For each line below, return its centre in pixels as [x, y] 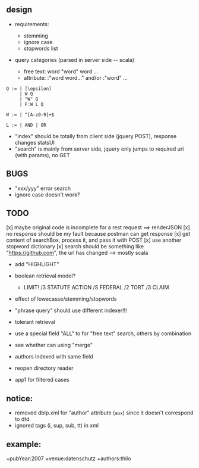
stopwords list [41, 48]
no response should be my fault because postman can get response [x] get [98, 234]
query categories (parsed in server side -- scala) [75, 60]
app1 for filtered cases [42, 380]
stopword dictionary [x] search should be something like [75, 247]
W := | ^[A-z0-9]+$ [30, 115]
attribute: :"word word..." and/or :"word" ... [75, 77]
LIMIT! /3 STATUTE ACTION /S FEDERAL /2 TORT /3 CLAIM [96, 288]
